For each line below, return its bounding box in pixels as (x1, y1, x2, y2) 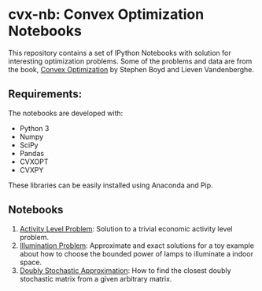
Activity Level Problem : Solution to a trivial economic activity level (19, 224, 233, 233)
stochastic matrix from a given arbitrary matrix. (19, 274, 172, 283)
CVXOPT (19, 157, 49, 166)
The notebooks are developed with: (8, 108, 124, 118)
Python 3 (19, 123, 50, 133)
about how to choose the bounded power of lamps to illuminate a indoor (19, 249, 254, 258)
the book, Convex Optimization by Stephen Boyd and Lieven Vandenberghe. (8, 64, 254, 74)
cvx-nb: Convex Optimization (8, 5, 205, 24)
